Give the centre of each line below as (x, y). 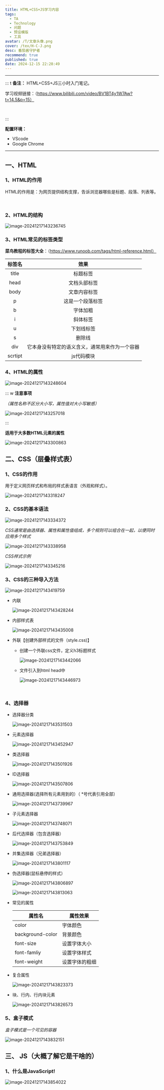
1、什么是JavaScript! (30, 1071)
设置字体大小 (77, 944)
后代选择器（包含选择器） (38, 834)
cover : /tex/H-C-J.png (28, 46)
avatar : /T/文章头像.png (29, 42)
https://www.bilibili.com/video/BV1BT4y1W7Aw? (85, 94)
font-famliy (28, 953)
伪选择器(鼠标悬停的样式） (39, 873)
